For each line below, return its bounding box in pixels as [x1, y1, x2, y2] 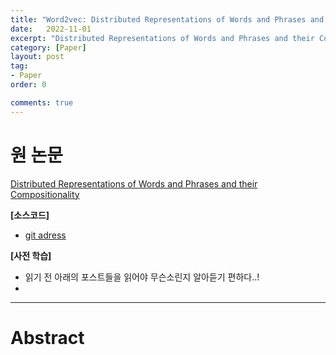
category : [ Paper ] [10, 42, 87, 53]
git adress [24, 229, 67, 241]
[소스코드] [10, 209, 50, 221]
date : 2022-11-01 [10, 24, 92, 34]
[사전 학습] [10, 249, 52, 261]
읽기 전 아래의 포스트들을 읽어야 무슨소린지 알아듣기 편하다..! [24, 271, 260, 283]
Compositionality [10, 188, 80, 200]
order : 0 [10, 80, 47, 90]
